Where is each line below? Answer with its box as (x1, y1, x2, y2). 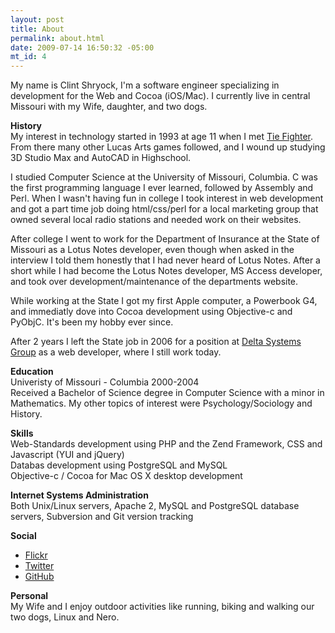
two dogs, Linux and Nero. (10, 611, 120, 623)
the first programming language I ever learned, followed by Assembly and (10, 182, 314, 194)
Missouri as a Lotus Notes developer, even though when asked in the (10, 244, 295, 256)
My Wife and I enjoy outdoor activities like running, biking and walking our (10, 601, 315, 613)
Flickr (24, 549, 48, 561)
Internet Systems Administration (10, 489, 149, 501)
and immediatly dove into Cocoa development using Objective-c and (10, 306, 293, 318)
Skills (10, 427, 34, 440)
